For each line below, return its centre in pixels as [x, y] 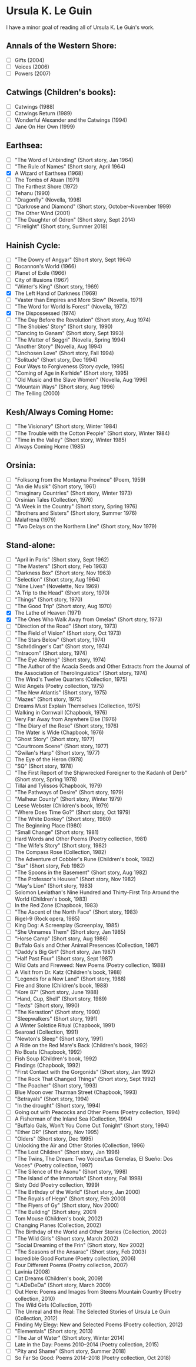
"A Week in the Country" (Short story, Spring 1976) [76, 506]
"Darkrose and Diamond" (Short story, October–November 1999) [93, 207]
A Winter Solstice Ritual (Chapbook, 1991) [65, 1025]
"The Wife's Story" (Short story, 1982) [61, 846]
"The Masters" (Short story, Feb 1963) [61, 566]
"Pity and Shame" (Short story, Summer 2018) [70, 1351]
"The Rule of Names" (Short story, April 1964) [70, 166]
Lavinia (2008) [32, 1272]
